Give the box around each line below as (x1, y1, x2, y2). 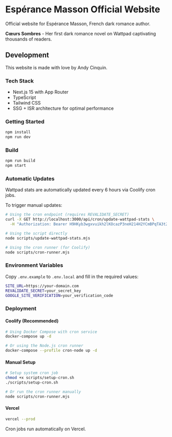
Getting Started (5, 118, 45, 125)
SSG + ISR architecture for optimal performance (12, 105, 114, 111)
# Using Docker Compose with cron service (5, 329, 97, 334)
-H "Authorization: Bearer (10, 222, 68, 227)
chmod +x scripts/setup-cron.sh (5, 375, 74, 381)
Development (5, 51, 50, 59)
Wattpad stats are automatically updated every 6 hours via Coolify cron (5, 187, 156, 193)
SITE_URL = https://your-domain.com (5, 283, 79, 288)
